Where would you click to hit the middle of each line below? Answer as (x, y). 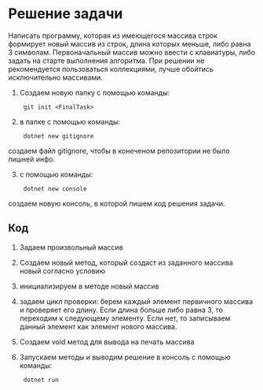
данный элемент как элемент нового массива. (98, 326)
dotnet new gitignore (58, 136)
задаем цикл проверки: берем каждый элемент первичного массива (136, 301)
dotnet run (41, 380)
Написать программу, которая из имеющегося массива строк (113, 35)
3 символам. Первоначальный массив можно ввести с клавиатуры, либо (132, 52)
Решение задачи (66, 14)
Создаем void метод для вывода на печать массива (107, 342)
